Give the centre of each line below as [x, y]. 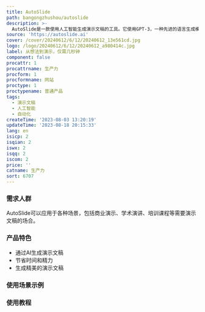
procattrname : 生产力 [32, 69]
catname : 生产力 [26, 171]
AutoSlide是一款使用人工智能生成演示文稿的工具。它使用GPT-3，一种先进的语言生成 [104, 29]
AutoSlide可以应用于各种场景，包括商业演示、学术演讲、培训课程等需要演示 [101, 213]
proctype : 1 [21, 86]
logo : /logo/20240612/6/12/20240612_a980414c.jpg [71, 46]
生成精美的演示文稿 [39, 268]
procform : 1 [21, 74]
